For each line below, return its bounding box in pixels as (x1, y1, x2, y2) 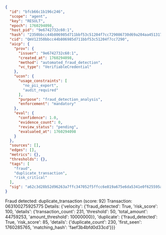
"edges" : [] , (9, 148, 37, 153)
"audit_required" (23, 87, 58, 93)
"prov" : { (14, 46, 35, 51)
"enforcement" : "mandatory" (18, 102, 77, 107)
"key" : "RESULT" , (9, 18, 45, 23)
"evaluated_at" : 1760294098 (18, 129, 77, 134)
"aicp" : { (9, 42, 30, 47)
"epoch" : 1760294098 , (9, 23, 54, 28)
